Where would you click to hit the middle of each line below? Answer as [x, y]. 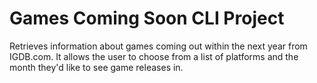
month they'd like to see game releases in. [96, 67]
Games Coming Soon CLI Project [147, 18]
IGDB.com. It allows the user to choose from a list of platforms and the [154, 56]
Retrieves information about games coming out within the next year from [158, 46]
